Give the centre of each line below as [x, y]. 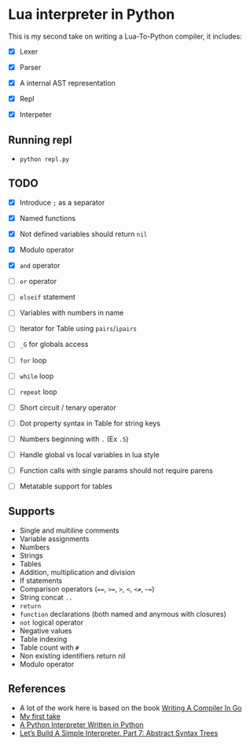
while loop [37, 376]
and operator [40, 266]
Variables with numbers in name [72, 313]
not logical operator [51, 622]
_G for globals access [54, 345]
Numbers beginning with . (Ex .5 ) [74, 439]
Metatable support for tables [66, 486]
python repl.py [44, 160]
